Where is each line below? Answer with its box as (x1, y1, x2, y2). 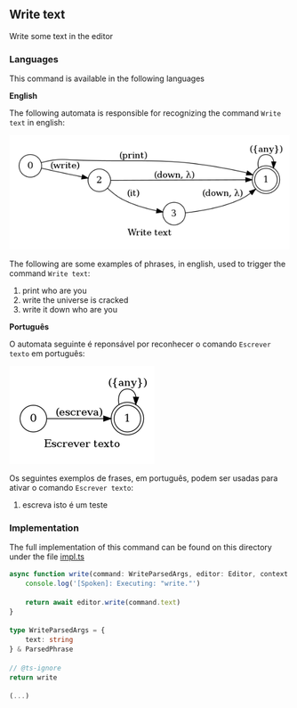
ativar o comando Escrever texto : (9, 482, 134, 492)
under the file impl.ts (9, 551, 84, 562)
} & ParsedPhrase (9, 645, 74, 654)
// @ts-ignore (9, 663, 62, 672)
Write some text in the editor (9, 30, 114, 41)
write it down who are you (21, 304, 118, 314)
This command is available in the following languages (9, 73, 205, 84)
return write (9, 672, 58, 682)
